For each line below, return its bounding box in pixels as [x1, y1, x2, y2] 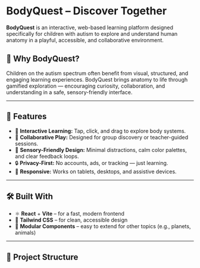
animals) [14, 229, 36, 236]
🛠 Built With [6, 191, 54, 201]
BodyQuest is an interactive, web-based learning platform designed [6, 24, 174, 31]
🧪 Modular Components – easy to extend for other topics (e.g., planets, [14, 223, 191, 230]
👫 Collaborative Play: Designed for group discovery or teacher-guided [14, 133, 189, 141]
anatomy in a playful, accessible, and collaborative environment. [6, 36, 164, 43]
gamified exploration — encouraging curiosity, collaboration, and [6, 82, 165, 89]
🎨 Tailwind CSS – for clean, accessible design [14, 216, 128, 224]
